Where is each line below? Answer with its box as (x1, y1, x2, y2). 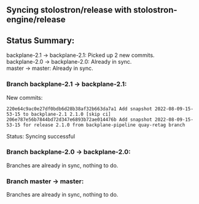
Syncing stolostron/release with (6, 5, 132, 15)
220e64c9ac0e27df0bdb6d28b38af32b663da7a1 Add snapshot (6, 105, 152, 112)
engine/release (6, 15, 66, 25)
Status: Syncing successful (6, 132, 76, 140)
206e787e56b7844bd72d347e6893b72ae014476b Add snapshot (6, 116, 152, 123)
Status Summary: (6, 35, 75, 45)
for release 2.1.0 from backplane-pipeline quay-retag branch (22, 122, 185, 128)
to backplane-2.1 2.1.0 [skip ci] (22, 111, 112, 117)
